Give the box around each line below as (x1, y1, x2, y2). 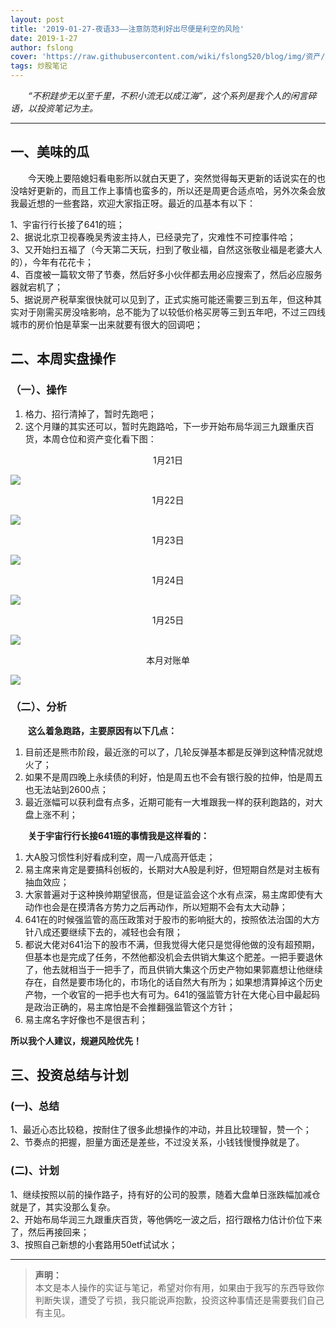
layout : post (10, 14, 65, 25)
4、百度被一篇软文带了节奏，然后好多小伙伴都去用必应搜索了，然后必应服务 (10, 268, 323, 280)
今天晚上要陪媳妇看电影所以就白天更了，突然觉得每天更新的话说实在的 (28, 172, 317, 184)
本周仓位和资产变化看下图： (42, 432, 157, 445)
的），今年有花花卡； (10, 256, 94, 268)
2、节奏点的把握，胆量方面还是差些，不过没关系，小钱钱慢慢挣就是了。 (10, 1136, 305, 1148)
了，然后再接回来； (10, 1226, 90, 1238)
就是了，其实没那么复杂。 (10, 1201, 116, 1213)
